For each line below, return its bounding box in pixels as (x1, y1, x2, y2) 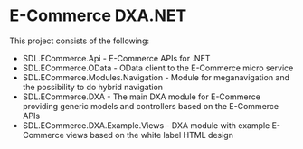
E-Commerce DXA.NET (9, 5, 187, 26)
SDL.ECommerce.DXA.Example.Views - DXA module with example (22, 119, 270, 131)
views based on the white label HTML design (66, 129, 233, 140)
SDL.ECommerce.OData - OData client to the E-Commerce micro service (22, 62, 294, 73)
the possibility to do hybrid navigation (22, 81, 164, 92)
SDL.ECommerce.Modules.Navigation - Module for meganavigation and (22, 71, 290, 82)
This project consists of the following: (9, 35, 150, 46)
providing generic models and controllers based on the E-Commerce (22, 100, 279, 111)
